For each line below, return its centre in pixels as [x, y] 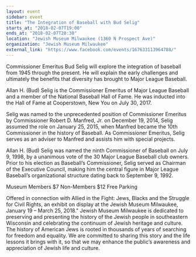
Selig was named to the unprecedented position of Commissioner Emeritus [96, 114]
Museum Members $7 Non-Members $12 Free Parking [72, 187]
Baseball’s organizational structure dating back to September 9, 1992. [90, 175]
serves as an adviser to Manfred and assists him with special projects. [91, 139]
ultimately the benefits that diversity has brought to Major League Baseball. [97, 79]
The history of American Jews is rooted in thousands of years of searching [96, 229]
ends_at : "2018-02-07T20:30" [42, 33]
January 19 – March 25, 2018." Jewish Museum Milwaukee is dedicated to [95, 210]
